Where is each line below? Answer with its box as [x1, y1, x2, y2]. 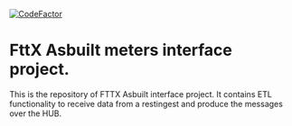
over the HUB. [9, 108, 62, 119]
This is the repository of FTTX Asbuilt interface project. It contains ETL [9, 88, 273, 99]
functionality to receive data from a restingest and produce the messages [9, 98, 283, 109]
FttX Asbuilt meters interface [9, 40, 233, 60]
